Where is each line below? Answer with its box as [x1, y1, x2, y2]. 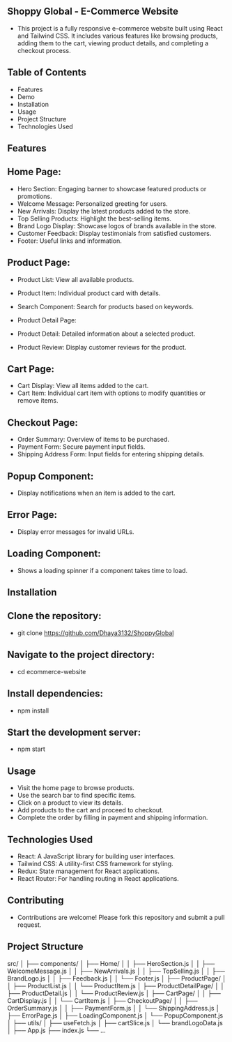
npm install [17, 706, 49, 715]
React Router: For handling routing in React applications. [17, 874, 179, 882]
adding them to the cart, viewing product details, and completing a [17, 38, 209, 47]
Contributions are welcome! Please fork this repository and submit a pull [17, 913, 225, 921]
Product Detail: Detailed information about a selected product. [17, 329, 196, 338]
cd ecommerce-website [17, 667, 86, 676]
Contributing [7, 895, 64, 907]
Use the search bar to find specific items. [17, 791, 137, 800]
